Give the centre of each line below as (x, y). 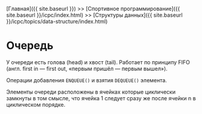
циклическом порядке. (36, 104)
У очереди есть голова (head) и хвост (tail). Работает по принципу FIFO (98, 62)
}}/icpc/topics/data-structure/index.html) (57, 21)
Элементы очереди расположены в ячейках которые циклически (91, 92)
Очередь (30, 46)
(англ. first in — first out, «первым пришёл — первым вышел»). (87, 68)
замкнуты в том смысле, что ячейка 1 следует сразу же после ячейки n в (101, 98)
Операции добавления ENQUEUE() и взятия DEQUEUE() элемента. (87, 80)
